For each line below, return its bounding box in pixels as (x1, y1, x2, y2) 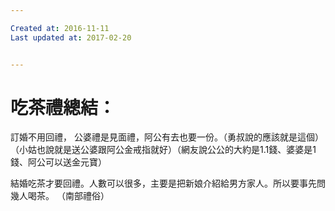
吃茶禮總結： (10, 96, 117, 119)
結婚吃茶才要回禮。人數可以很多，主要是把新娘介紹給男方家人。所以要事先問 (10, 177, 326, 190)
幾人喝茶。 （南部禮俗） (10, 190, 110, 202)
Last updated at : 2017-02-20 (10, 32, 132, 43)
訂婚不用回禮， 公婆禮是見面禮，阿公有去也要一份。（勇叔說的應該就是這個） (10, 131, 324, 143)
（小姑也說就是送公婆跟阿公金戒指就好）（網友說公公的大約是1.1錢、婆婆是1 (10, 144, 317, 156)
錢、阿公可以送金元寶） (10, 156, 107, 168)
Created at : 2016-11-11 (10, 23, 110, 33)
